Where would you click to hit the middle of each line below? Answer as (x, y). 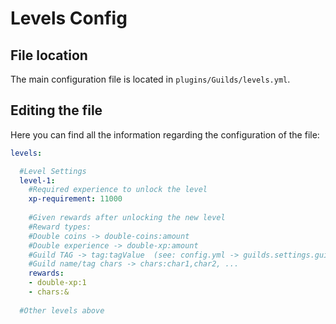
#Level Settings (53, 171)
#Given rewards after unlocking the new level (127, 218)
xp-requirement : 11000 (75, 199)
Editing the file (56, 110)
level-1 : (37, 180)
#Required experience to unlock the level (118, 190)
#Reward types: (60, 227)
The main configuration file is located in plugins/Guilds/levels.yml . (150, 79)
